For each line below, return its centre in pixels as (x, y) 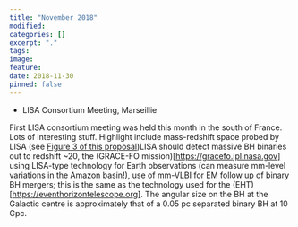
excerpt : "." (34, 43)
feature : (26, 68)
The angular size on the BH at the (206, 194)
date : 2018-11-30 (42, 76)
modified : (28, 26)
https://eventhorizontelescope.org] (77, 194)
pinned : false (36, 84)
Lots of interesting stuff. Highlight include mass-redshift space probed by (145, 136)
